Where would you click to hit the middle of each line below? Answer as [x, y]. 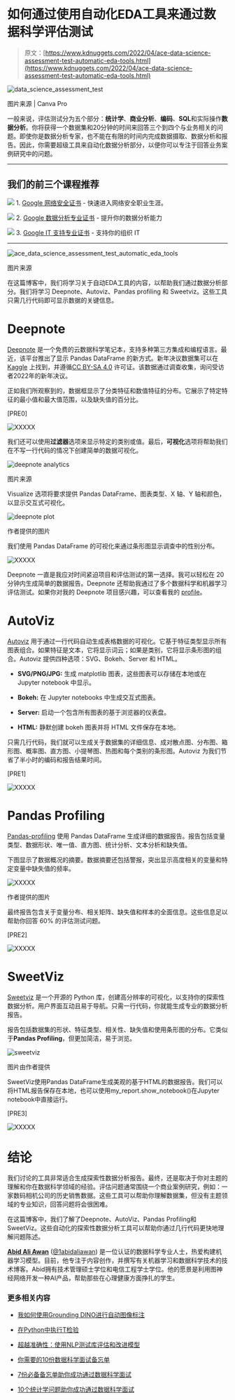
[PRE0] [17, 413]
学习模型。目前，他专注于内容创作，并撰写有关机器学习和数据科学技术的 [117, 1260]
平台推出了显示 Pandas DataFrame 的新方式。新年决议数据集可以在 [122, 358]
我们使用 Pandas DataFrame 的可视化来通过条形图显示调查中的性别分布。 [113, 546]
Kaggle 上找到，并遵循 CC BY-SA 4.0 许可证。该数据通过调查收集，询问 [109, 366]
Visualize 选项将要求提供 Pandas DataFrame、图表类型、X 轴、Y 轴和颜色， [116, 494]
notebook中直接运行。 [40, 1099]
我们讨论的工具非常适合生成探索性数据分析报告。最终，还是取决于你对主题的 [117, 1178]
